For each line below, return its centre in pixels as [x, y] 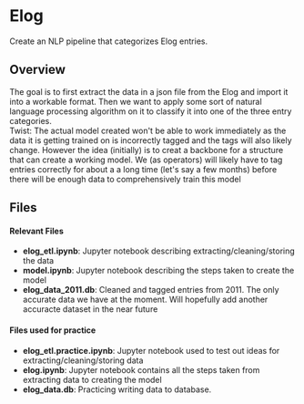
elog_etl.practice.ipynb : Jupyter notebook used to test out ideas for [151, 350]
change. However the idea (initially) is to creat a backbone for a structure [147, 150]
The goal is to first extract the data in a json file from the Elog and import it [149, 91]
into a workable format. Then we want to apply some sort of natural [136, 101]
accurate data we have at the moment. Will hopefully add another [145, 300]
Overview [38, 70]
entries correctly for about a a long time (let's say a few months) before [143, 169]
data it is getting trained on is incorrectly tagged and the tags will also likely [151, 140]
